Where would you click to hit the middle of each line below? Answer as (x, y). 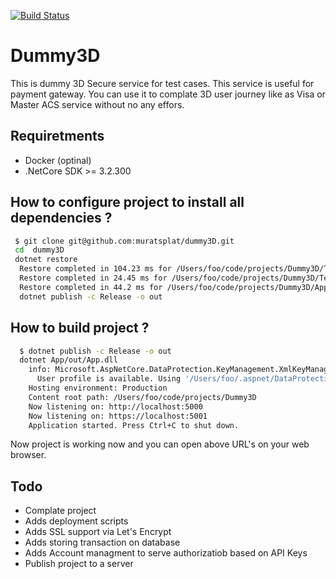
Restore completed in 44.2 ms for (91, 287)
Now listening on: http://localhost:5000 (115, 406)
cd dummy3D (39, 250)
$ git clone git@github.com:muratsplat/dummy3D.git (124, 241)
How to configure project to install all (127, 202)
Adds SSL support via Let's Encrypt (98, 532)
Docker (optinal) (58, 160)
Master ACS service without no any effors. (97, 104)
